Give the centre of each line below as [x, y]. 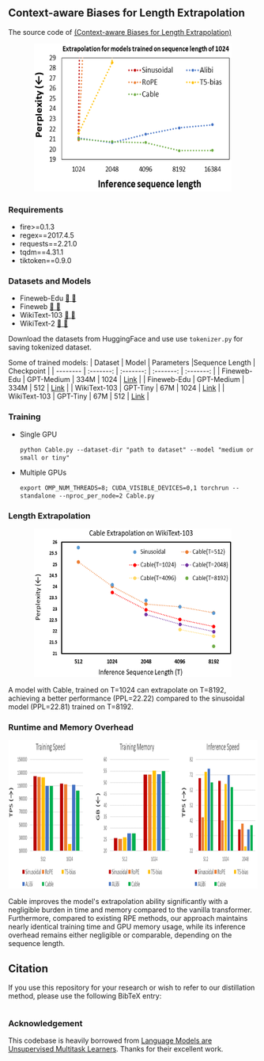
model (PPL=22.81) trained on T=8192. [71, 707]
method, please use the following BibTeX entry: [85, 996]
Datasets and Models [50, 281]
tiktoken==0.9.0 [45, 261]
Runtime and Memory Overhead [71, 727]
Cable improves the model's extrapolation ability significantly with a [118, 902]
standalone [38, 496]
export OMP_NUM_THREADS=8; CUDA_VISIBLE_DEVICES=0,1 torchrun [124, 488]
